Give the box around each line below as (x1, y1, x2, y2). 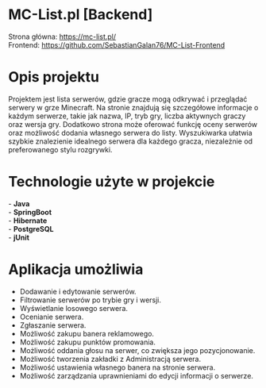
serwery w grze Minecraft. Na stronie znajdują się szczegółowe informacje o (8, 102, 259, 112)
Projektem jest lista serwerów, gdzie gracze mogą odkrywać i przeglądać (8, 94, 248, 104)
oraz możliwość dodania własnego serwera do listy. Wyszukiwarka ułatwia (8, 128, 253, 137)
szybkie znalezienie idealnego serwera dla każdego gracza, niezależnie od (8, 136, 253, 146)
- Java (8, 198, 30, 208)
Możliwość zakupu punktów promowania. (19, 337, 156, 347)
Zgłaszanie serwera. (19, 320, 87, 330)
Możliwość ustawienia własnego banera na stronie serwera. (19, 363, 216, 372)
